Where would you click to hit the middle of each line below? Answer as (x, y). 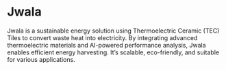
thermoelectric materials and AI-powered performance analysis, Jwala (106, 45)
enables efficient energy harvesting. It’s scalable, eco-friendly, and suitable (113, 52)
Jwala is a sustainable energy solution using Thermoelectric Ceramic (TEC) (113, 31)
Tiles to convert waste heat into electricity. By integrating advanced (102, 37)
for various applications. (41, 59)
